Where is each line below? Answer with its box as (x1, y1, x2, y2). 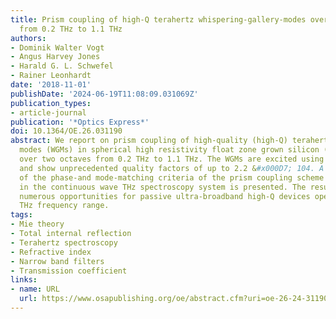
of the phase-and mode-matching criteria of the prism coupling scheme (19, 172, 325, 183)
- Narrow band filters (10, 256, 105, 266)
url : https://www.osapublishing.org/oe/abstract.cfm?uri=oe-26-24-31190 (19, 294, 329, 304)
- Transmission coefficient (10, 266, 128, 276)
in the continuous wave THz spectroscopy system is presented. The (19, 182, 307, 192)
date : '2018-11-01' (10, 80, 92, 90)
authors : (10, 33, 47, 43)
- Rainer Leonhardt (10, 71, 92, 81)
